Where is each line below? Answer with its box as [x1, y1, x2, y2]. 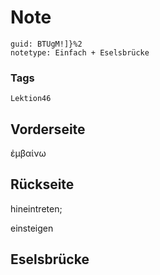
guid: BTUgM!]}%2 [10, 39, 83, 49]
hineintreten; [10, 202, 63, 215]
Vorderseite [10, 121, 86, 138]
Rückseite [10, 176, 75, 193]
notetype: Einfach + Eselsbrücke [10, 47, 150, 58]
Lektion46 [10, 94, 52, 104]
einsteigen [10, 222, 54, 234]
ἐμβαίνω [10, 147, 47, 160]
